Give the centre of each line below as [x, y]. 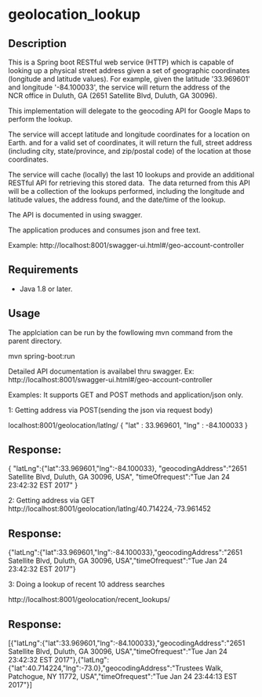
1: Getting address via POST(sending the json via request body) [111, 410]
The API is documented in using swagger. [75, 215]
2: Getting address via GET [52, 501]
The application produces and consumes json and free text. [105, 230]
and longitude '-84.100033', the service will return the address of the [119, 87]
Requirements [43, 270]
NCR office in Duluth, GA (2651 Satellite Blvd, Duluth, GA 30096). [113, 95]
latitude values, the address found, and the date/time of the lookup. [117, 199]
